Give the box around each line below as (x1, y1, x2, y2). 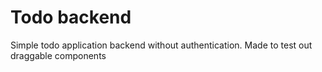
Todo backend (10, 6, 132, 29)
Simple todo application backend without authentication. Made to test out (10, 39, 313, 51)
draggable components (10, 49, 107, 61)
